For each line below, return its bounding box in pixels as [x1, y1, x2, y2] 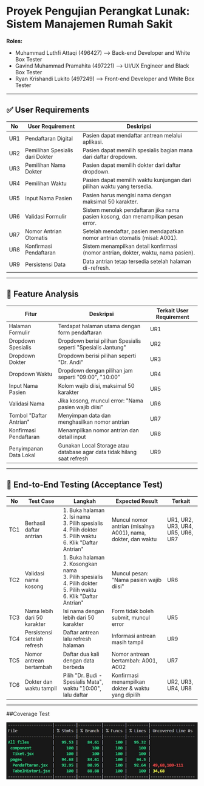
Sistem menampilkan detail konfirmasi [83, 242, 178, 250]
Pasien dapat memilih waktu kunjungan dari [83, 177, 191, 184]
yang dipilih [111, 691, 141, 698]
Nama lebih [24, 608, 53, 615]
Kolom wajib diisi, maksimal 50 [58, 382, 135, 389]
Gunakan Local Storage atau [58, 441, 129, 449]
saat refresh [58, 455, 89, 462]
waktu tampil [24, 684, 57, 692]
